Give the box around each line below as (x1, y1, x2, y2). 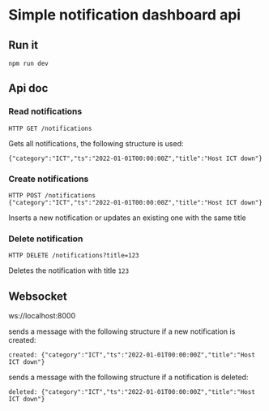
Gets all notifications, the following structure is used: (8, 138, 184, 148)
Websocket (8, 289, 67, 303)
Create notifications (8, 173, 89, 184)
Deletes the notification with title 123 (8, 266, 130, 275)
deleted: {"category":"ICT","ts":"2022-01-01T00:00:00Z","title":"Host (8, 388, 255, 396)
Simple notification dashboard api (8, 6, 241, 24)
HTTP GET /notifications (8, 124, 92, 132)
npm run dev (8, 59, 49, 67)
